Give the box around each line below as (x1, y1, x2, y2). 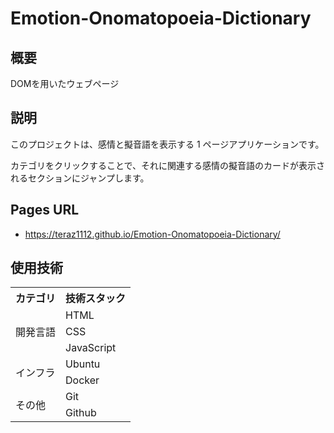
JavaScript (65, 341, 117, 355)
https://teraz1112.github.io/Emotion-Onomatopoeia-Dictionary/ (24, 228, 281, 240)
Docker (65, 373, 100, 387)
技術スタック (65, 292, 127, 306)
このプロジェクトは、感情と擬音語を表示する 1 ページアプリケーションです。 (10, 138, 325, 150)
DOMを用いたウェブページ (10, 78, 120, 89)
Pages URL (10, 202, 80, 219)
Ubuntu (65, 357, 101, 371)
